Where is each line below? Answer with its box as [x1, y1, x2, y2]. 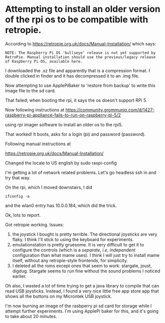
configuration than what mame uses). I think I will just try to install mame [12, 252, 160, 258]
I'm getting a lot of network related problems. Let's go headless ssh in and [5, 169, 157, 175]
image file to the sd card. [5, 87, 56, 93]
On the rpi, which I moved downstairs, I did [5, 184, 92, 190]
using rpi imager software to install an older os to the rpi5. [5, 121, 123, 127]
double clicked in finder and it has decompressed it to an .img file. [5, 73, 140, 79]
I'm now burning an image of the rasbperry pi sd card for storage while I [5, 303, 152, 309]
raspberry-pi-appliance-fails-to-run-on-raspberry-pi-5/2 [5, 112, 121, 118]
